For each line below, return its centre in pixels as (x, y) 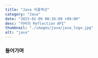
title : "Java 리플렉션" (28, 10)
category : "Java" (23, 14)
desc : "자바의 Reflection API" (36, 23)
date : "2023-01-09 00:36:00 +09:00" (43, 19)
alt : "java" (17, 32)
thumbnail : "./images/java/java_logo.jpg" (49, 28)
